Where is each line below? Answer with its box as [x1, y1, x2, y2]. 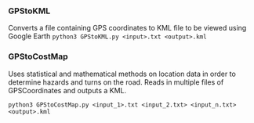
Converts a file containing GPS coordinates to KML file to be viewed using [8, 24, 247, 33]
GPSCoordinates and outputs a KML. [8, 85, 127, 95]
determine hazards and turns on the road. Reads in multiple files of [8, 77, 224, 87]
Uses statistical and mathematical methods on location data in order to [8, 69, 237, 78]
